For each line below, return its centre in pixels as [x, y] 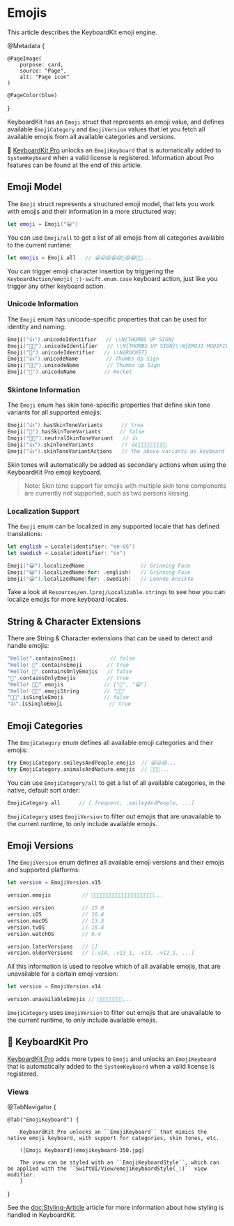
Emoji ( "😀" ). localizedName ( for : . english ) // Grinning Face [99, 572]
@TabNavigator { [32, 1107]
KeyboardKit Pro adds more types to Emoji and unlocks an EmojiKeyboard [112, 1059]
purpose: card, [42, 64]
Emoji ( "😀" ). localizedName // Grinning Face [99, 565]
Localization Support [44, 511]
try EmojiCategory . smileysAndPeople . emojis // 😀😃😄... [92, 763]
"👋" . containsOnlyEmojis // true [68, 678]
